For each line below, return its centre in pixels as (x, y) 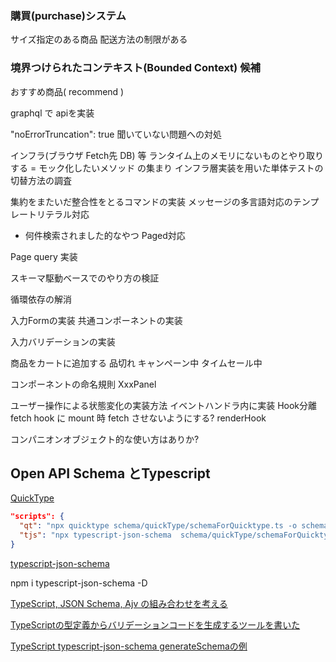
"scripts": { (37, 517)
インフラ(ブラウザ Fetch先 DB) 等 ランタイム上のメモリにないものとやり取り (167, 155)
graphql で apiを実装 (52, 113)
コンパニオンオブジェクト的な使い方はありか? (105, 439)
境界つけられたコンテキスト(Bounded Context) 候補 (135, 68)
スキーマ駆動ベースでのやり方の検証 (85, 278)
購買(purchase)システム (68, 15)
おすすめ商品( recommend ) (67, 91)
